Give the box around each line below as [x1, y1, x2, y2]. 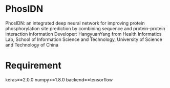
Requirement [5, 60, 61, 72]
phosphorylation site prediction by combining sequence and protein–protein [5, 25, 165, 31]
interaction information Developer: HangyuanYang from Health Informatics [5, 31, 162, 37]
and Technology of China [5, 41, 59, 48]
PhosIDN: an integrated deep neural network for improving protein [5, 20, 145, 26]
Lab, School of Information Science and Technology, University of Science [5, 36, 162, 42]
